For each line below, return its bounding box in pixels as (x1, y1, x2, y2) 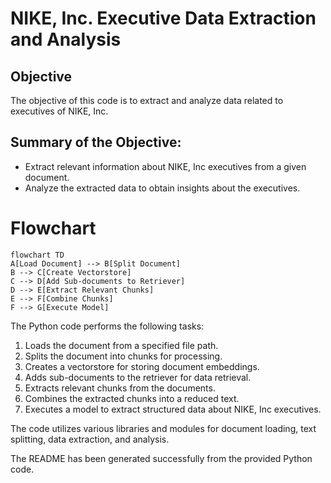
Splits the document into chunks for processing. (24, 350, 223, 362)
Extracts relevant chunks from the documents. (24, 382, 216, 394)
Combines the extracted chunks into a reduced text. (24, 392, 240, 404)
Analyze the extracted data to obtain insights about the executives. (24, 182, 301, 194)
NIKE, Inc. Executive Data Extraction (10, 7, 317, 30)
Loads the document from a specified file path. (24, 339, 219, 351)
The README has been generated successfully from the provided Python (10, 452, 313, 464)
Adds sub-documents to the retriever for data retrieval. (24, 371, 252, 383)
